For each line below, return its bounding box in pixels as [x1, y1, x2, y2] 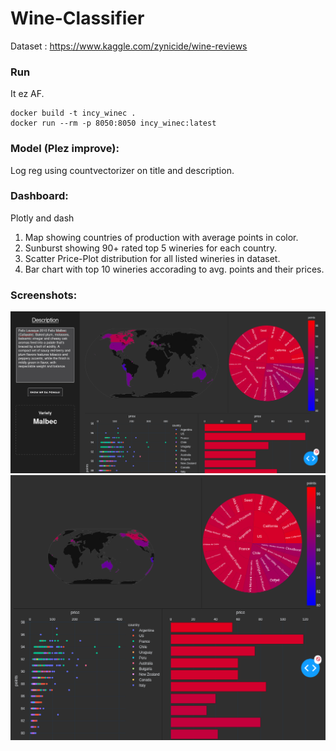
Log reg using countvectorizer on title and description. [10, 164, 235, 176]
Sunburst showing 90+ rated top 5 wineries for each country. [24, 242, 277, 254]
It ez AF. [10, 88, 45, 100]
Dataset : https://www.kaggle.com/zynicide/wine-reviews [10, 40, 248, 52]
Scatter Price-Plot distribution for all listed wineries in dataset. [24, 252, 281, 264]
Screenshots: [10, 288, 78, 302]
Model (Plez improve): [10, 142, 120, 156]
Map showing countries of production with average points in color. [24, 231, 299, 243]
